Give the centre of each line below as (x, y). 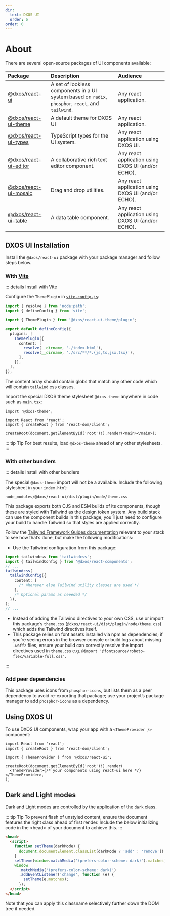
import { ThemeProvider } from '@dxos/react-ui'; (59, 757)
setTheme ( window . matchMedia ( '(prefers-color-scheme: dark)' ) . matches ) (90, 861)
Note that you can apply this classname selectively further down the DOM (82, 903)
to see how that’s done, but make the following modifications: (69, 537)
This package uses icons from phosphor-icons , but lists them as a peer (79, 690)
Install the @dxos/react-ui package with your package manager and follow (83, 257)
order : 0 (14, 24)
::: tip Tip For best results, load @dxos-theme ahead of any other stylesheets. (83, 443)
